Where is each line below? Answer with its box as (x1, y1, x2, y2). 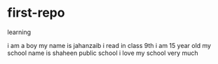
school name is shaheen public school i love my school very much (7, 49, 198, 57)
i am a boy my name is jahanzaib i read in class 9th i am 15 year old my (7, 41, 212, 49)
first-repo (7, 5, 65, 21)
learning (7, 28, 32, 36)
